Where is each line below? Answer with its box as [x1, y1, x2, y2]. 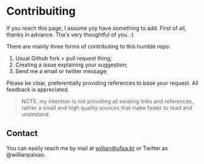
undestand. [21, 110, 50, 118]
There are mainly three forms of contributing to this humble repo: [6, 43, 170, 50]
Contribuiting [6, 4, 76, 18]
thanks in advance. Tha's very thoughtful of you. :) [6, 30, 134, 38]
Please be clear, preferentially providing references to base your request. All [6, 79, 198, 87]
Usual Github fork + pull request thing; [15, 54, 112, 62]
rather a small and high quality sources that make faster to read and [21, 104, 193, 111]
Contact [6, 128, 38, 138]
